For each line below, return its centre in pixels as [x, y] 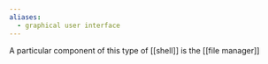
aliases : [25, 17]
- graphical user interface [69, 25]
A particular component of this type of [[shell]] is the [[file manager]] [134, 50]
